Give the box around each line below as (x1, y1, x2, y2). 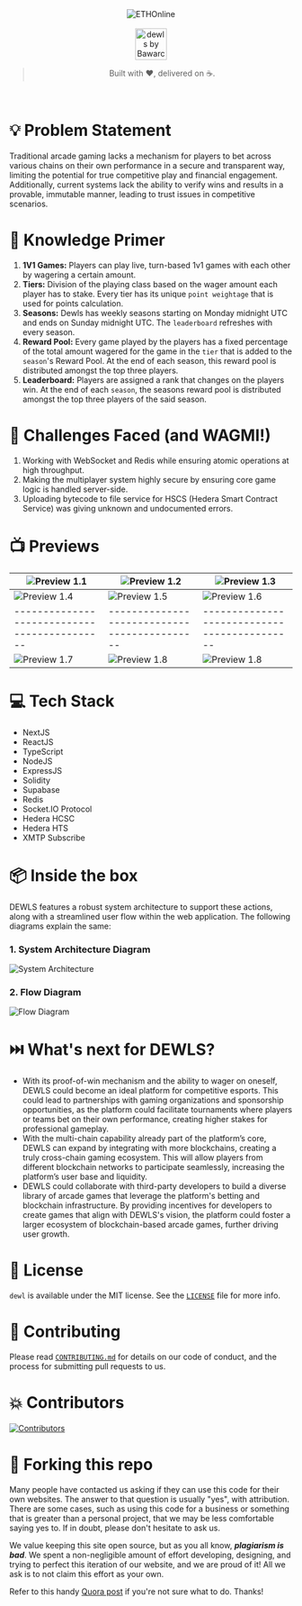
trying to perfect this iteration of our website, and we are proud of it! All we (9, 1558, 286, 1570)
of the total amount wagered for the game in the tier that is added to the (22, 346, 293, 357)
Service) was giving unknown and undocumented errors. (22, 503, 234, 513)
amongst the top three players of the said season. (22, 394, 207, 404)
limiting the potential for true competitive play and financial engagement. (9, 169, 279, 180)
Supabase (22, 784, 60, 795)
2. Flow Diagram (9, 985, 82, 998)
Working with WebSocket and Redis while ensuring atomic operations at (22, 455, 289, 466)
